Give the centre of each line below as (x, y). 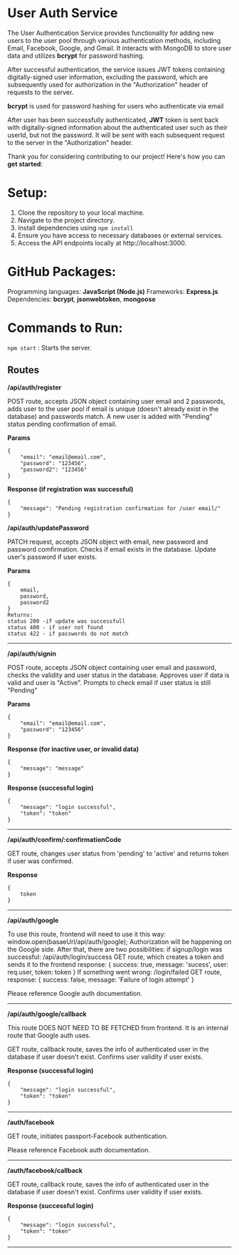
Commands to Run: (65, 328)
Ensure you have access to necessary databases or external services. (120, 235)
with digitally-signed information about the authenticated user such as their (117, 127)
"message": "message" (52, 768)
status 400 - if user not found (55, 627)
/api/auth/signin (32, 654)
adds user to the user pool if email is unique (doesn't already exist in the (113, 409)
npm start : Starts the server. (50, 347)
